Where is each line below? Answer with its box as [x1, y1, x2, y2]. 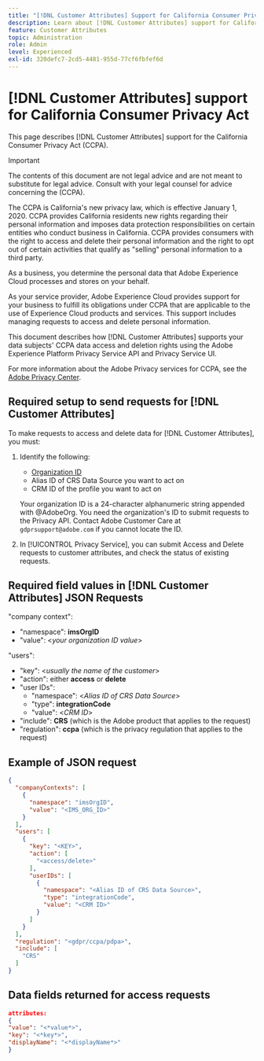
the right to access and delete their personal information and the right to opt [8, 236, 255, 245]
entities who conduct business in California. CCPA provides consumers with [8, 227, 254, 237]
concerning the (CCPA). [8, 187, 85, 197]
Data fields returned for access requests [8, 989, 211, 1002]
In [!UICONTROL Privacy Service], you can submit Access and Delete [19, 540, 244, 549]
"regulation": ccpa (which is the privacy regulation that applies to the [19, 724, 244, 734]
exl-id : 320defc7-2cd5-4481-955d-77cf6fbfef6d [8, 56, 163, 64]
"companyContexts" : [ [15, 784, 86, 792]
